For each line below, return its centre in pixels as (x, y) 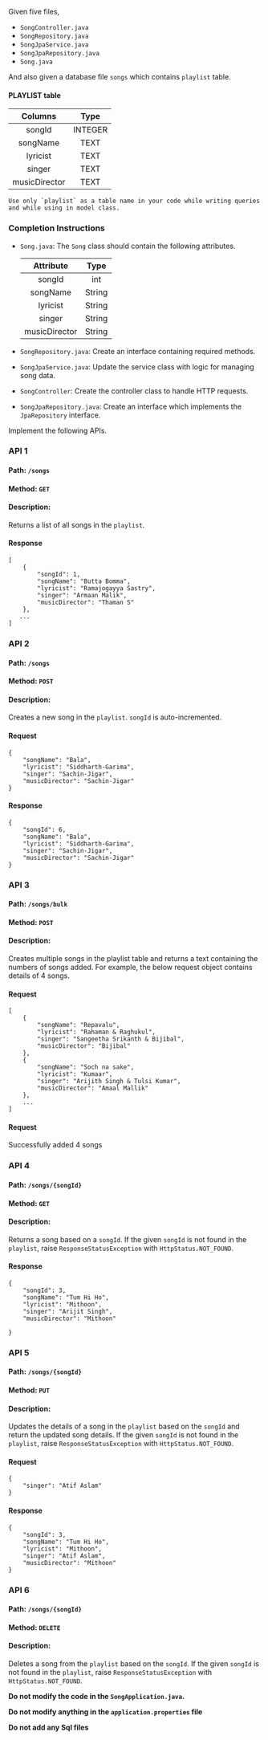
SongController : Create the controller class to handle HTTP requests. (134, 391)
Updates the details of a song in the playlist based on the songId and (124, 1426)
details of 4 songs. (39, 976)
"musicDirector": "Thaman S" (86, 603)
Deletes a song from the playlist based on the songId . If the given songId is (134, 1664)
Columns (39, 116)
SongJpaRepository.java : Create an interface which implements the (131, 406)
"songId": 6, (45, 829)
